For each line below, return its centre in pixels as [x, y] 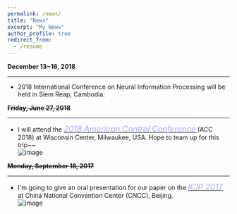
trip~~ [27, 145]
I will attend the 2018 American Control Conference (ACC [115, 129]
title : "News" [28, 20]
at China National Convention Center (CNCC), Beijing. [95, 195]
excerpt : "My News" [36, 27]
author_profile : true [39, 33]
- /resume [28, 46]
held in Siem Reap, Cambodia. [61, 94]
